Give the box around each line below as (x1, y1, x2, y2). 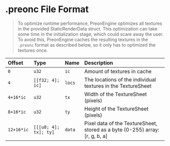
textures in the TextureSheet (84, 82, 152, 89)
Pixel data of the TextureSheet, (84, 120, 158, 127)
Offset (8, 59, 24, 66)
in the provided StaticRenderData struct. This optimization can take (17, 25, 158, 31)
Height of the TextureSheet (84, 105, 149, 112)
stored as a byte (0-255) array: (84, 126, 159, 133)
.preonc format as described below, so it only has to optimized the (17, 42, 156, 48)
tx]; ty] (33, 129, 55, 135)
